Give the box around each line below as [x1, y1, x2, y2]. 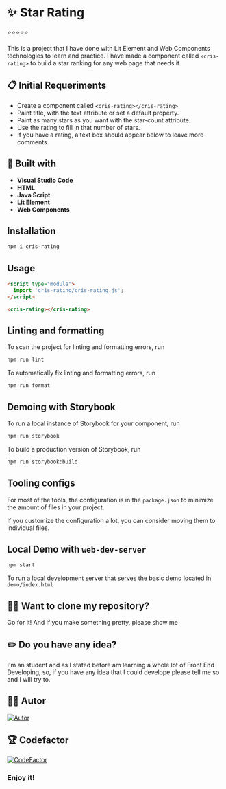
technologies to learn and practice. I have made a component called [7, 52, 199, 60]
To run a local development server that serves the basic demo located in [7, 574, 212, 582]
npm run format [7, 382, 51, 389]
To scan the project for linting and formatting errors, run [7, 343, 165, 351]
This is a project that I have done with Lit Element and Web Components [7, 44, 210, 52]
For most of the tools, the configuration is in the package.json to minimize [7, 496, 214, 504]
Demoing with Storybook [7, 401, 116, 413]
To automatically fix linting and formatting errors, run [7, 369, 156, 377]
